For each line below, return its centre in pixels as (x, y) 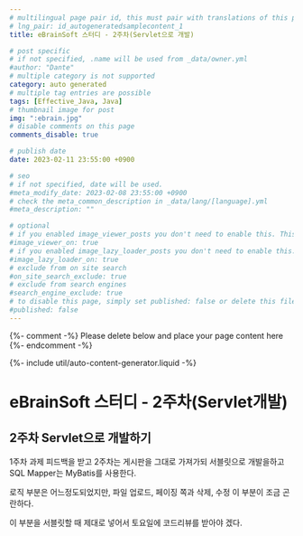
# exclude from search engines (68, 285)
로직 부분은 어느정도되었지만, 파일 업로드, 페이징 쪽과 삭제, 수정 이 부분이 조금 (145, 492)
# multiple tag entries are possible (80, 93)
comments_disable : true (54, 135)
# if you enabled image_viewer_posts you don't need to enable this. (143, 235)
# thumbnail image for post (62, 109)
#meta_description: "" (52, 210)
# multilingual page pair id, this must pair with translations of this (149, 18)
